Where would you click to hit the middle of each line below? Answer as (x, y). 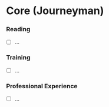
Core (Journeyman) (55, 11)
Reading (18, 29)
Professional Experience (42, 86)
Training (18, 58)
